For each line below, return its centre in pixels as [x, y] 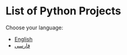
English [23, 39]
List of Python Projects [63, 11]
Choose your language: [34, 27]
